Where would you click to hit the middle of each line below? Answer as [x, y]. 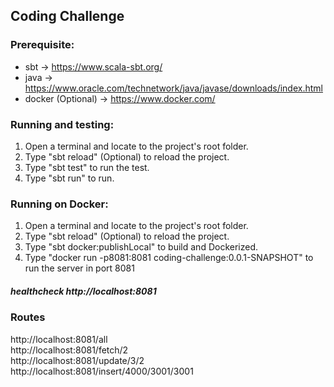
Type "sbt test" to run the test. [87, 167]
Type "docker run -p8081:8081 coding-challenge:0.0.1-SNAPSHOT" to [169, 258]
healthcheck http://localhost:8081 [83, 291]
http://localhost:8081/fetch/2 [69, 350]
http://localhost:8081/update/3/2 [77, 360]
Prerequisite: [42, 45]
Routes [28, 317]
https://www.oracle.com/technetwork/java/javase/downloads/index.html [173, 88]
